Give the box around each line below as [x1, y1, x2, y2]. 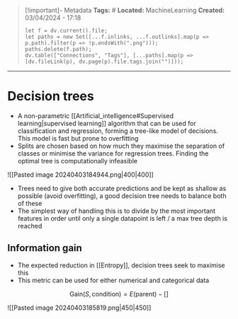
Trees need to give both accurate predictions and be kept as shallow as [17, 184, 227, 192]
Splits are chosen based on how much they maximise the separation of [17, 141, 225, 150]
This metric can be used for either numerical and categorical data [17, 276, 210, 284]
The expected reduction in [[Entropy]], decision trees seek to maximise [17, 261, 225, 269]
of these [17, 199, 42, 207]
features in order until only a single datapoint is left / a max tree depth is [17, 214, 228, 222]
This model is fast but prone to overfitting [17, 134, 139, 142]
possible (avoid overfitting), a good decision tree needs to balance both [17, 191, 227, 200]
